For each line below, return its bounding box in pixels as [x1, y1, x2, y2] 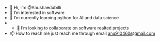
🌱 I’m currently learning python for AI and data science [9, 15, 119, 20]
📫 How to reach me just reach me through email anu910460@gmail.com [9, 30, 155, 36]
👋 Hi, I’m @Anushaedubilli [9, 5, 62, 10]
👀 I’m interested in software [9, 10, 64, 15]
